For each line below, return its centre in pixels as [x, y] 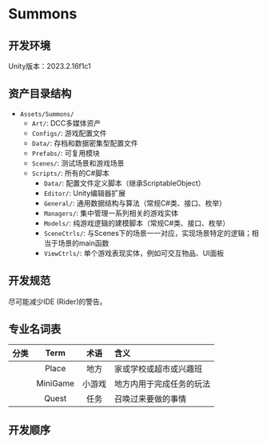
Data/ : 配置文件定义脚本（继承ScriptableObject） [124, 183]
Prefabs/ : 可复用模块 [66, 153]
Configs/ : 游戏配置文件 [69, 133]
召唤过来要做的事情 [150, 399]
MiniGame [55, 383]
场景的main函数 [84, 243]
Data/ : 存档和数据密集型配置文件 [85, 143]
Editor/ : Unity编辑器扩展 [85, 193]
